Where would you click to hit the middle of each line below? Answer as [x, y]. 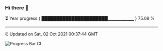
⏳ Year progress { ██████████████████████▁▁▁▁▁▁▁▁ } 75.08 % [80, 18]
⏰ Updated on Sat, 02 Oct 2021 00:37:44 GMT [51, 34]
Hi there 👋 [17, 8]
